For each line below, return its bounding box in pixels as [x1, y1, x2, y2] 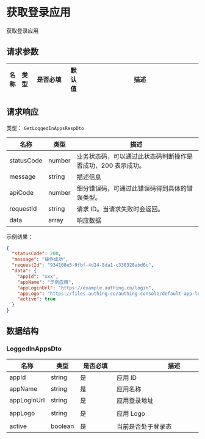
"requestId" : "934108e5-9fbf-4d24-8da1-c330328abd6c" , [12, 262, 154, 269]
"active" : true [17, 296, 56, 302]
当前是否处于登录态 [117, 422, 172, 430]
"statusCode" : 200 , [12, 251, 62, 257]
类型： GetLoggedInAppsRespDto [6, 124, 84, 131]
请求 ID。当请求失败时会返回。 [76, 205, 164, 213]
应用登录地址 [117, 396, 154, 405]
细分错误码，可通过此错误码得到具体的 [76, 184, 187, 192]
